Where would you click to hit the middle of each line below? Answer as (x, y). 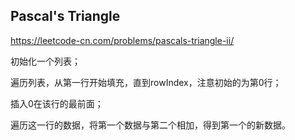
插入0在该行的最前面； (57, 103)
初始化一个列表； (45, 61)
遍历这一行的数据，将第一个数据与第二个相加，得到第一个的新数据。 (150, 125)
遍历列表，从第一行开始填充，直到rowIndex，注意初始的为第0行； (146, 82)
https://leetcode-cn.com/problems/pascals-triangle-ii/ (122, 40)
